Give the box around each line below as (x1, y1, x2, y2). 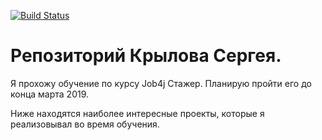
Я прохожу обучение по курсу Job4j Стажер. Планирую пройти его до (10, 77, 312, 89)
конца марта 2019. (10, 88, 90, 100)
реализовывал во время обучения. (10, 118, 160, 130)
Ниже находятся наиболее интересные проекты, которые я (10, 107, 265, 119)
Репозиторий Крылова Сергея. (10, 45, 282, 67)
